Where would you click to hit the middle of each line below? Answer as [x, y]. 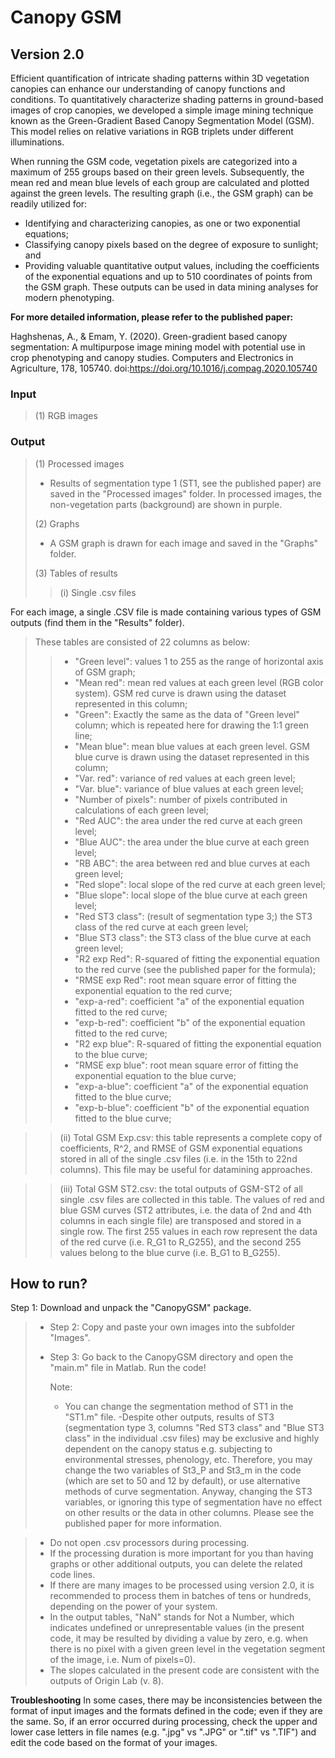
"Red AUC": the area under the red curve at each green [188, 820]
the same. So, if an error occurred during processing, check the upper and [164, 1722]
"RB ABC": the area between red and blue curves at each [192, 863]
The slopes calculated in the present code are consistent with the [184, 1670]
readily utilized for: [49, 204]
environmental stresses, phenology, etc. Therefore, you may [188, 1460]
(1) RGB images [66, 416]
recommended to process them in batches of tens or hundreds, [180, 1596]
